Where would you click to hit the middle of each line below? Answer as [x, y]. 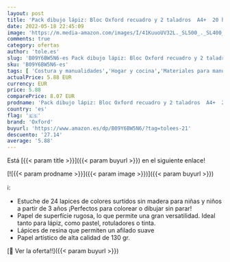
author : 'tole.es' [33, 52]
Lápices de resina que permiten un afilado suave [86, 230]
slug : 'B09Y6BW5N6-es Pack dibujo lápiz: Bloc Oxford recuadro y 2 [105, 58]
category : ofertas [33, 45]
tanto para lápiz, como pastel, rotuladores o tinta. [86, 223]
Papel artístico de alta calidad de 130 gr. [73, 238]
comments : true [29, 39]
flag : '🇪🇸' [24, 115]
